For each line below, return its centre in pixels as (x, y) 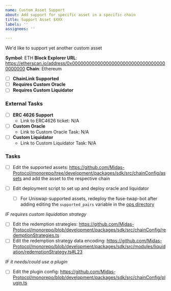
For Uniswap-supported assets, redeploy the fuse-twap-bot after (89, 199)
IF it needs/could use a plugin (36, 262)
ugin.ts (20, 283)
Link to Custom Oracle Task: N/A (55, 132)
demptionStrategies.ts (36, 235)
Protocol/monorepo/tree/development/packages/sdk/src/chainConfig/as (89, 173)
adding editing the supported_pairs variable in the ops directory (87, 204)
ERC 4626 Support (33, 115)
